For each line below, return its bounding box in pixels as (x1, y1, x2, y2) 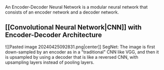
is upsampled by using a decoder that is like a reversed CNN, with (5, 54, 138, 60)
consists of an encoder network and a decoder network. (5, 9, 119, 15)
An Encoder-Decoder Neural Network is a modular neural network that (5, 4, 148, 10)
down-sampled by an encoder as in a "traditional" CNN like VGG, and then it (5, 49, 159, 55)
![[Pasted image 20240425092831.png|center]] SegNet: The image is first (5, 44, 155, 50)
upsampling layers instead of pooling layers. (5, 59, 95, 65)
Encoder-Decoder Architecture (5, 31, 102, 39)
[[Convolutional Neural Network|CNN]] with (5, 23, 142, 32)
